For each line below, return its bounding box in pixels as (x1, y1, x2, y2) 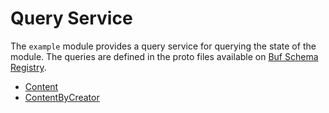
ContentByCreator (24, 91, 100, 103)
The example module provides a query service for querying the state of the (10, 40, 317, 52)
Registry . (10, 61, 47, 73)
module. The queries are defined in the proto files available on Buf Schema (10, 50, 319, 62)
